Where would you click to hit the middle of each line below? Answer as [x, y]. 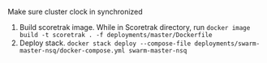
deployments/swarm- [227, 44]
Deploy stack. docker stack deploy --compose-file [105, 43]
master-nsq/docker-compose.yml [72, 51]
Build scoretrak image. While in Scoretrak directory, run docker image [135, 27]
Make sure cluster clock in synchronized [75, 12]
